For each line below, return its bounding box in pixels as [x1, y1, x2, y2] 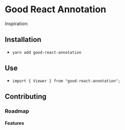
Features [5, 120, 24, 126]
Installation [5, 35, 41, 44]
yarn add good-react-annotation [12, 50, 81, 55]
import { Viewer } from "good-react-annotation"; [12, 78, 121, 83]
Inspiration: [5, 20, 29, 27]
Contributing [5, 92, 47, 101]
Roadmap [5, 107, 29, 115]
